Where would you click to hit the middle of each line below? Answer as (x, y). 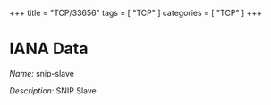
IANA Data (49, 49)
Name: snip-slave (42, 73)
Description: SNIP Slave (53, 90)
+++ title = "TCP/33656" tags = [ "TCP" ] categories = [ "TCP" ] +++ (135, 13)
